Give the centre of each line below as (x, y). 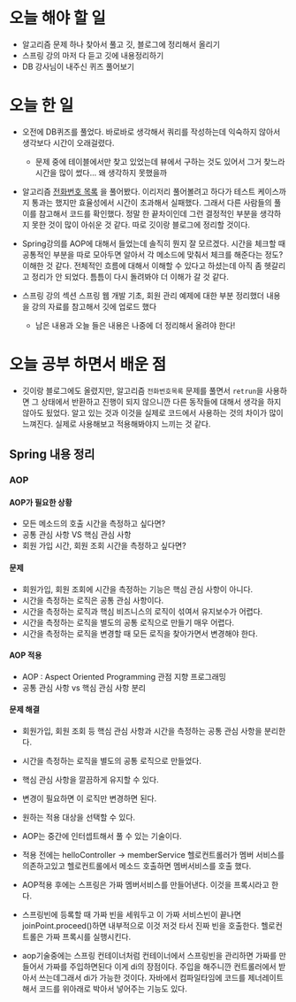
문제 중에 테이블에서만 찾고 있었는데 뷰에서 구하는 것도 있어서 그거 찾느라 (160, 161)
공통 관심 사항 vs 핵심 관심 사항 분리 (83, 688)
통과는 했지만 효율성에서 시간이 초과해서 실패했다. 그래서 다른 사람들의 (152, 202)
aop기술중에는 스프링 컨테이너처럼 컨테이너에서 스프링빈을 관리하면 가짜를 (149, 955)
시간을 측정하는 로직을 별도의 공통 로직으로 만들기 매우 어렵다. (128, 622)
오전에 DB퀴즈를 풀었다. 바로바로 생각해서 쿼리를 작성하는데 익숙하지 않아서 (151, 131)
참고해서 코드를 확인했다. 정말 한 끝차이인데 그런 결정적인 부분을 (148, 213)
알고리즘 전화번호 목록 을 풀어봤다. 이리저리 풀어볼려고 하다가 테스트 (139, 191)
